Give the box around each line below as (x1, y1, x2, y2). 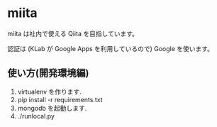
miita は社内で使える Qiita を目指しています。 (7, 29, 139, 38)
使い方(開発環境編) (7, 67, 89, 79)
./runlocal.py (17, 111, 55, 120)
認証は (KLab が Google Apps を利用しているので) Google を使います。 (7, 44, 214, 53)
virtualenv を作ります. (17, 87, 82, 96)
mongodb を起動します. (17, 104, 87, 112)
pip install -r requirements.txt (17, 95, 103, 104)
